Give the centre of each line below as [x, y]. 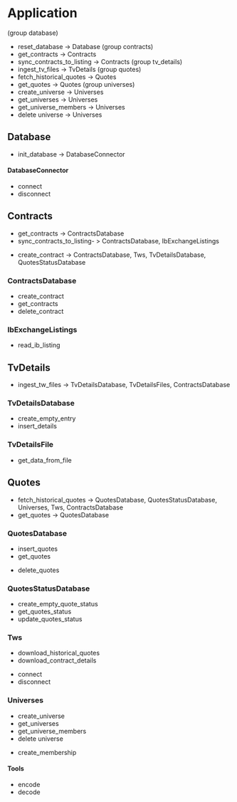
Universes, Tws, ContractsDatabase [70, 507]
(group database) [33, 33]
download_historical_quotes [59, 653]
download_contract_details [57, 660]
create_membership [47, 752]
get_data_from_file [45, 460]
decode [29, 792]
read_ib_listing [39, 345]
